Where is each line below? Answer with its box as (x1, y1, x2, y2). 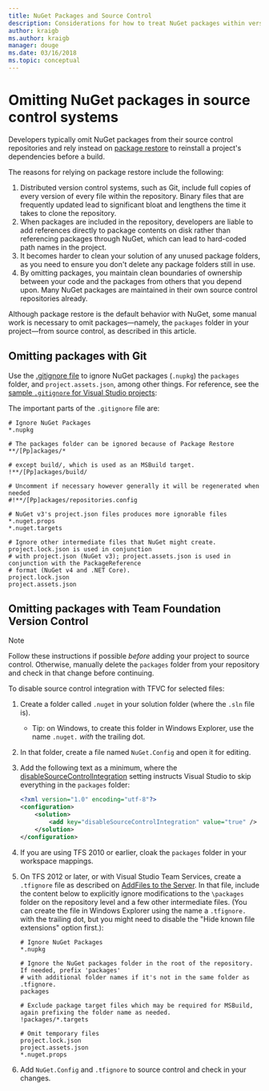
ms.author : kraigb (8, 34, 70, 43)
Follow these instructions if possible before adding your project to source (8, 651, 250, 661)
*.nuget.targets (8, 524, 62, 532)
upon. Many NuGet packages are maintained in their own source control (19, 285, 258, 294)
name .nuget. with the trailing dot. (31, 732, 146, 742)
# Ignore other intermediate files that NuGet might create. (8, 538, 217, 546)
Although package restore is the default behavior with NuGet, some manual (8, 309, 257, 318)
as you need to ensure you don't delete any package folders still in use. (19, 259, 256, 269)
